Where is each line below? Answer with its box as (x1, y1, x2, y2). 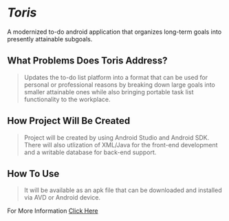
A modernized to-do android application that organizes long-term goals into (7, 28, 222, 36)
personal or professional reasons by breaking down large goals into (23, 81, 215, 89)
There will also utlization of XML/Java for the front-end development (23, 140, 218, 149)
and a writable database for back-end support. (23, 148, 157, 156)
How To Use (7, 167, 60, 180)
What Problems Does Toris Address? (7, 55, 168, 67)
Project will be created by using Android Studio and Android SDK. (23, 133, 210, 142)
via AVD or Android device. (23, 193, 101, 202)
